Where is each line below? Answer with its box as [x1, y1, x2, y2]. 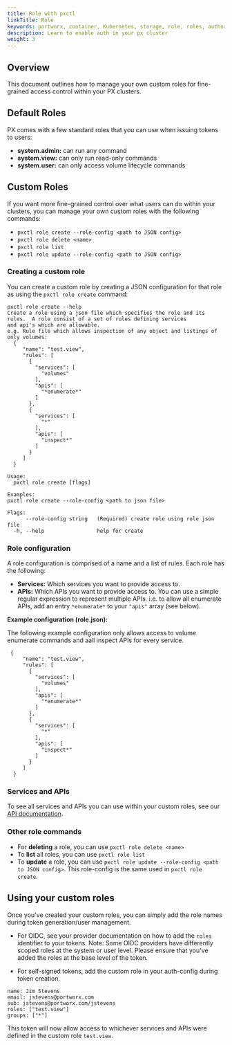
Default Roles [7, 107, 66, 119]
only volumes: [7, 334, 48, 340]
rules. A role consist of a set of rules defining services [7, 316, 187, 322]
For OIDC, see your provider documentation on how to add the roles [17, 932, 212, 940]
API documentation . [7, 810, 64, 818]
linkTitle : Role [7, 17, 54, 24]
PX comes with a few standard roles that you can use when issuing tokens [7, 125, 219, 134]
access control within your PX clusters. [30, 87, 142, 96]
